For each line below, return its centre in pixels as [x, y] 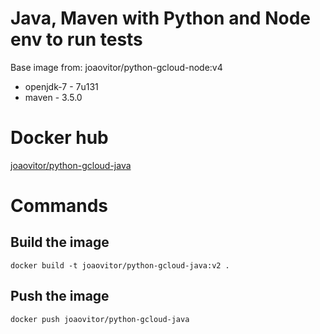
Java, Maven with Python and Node [160, 18]
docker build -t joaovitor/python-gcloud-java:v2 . [120, 265]
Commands [59, 206]
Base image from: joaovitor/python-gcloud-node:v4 [116, 67]
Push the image [60, 296]
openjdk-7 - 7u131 [61, 86]
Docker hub [59, 138]
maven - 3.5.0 [53, 97]
